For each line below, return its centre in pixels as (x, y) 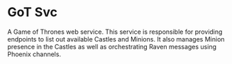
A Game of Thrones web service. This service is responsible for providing (115, 32)
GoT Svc (33, 12)
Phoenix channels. (34, 54)
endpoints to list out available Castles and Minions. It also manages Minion (116, 39)
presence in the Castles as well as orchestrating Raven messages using (112, 46)
